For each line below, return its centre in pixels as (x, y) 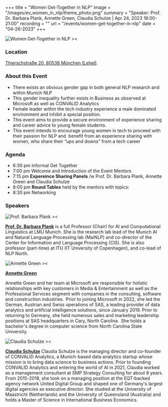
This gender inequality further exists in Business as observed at (79, 98)
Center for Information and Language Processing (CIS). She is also (75, 243)
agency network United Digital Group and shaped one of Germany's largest (84, 384)
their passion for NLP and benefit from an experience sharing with (82, 136)
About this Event (26, 76)
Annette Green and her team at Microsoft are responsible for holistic (77, 283)
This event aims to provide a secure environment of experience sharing (87, 119)
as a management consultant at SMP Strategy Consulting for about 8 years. (84, 373)
